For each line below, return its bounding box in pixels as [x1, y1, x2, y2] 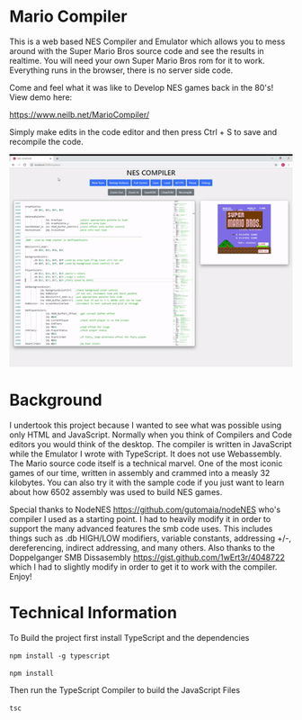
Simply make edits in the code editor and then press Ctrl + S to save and [9, 126, 278, 137]
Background [9, 390, 102, 410]
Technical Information [9, 603, 178, 623]
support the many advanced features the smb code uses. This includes [9, 523, 273, 534]
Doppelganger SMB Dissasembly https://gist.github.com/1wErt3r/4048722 [9, 552, 286, 562]
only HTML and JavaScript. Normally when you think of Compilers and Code [9, 429, 292, 440]
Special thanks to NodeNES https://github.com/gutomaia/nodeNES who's [9, 504, 281, 515]
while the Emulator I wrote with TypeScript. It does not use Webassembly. [9, 448, 282, 459]
